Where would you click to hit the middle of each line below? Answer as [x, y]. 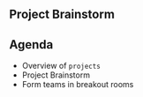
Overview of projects [61, 66]
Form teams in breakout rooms [78, 85]
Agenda [31, 45]
